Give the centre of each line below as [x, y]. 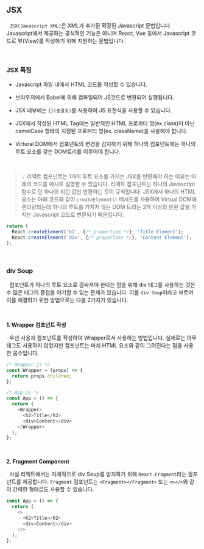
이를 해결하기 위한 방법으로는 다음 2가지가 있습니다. [67, 300]
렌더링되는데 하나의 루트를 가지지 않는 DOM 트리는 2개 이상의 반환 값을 [105, 207]
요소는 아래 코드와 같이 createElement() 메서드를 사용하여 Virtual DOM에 [109, 199]
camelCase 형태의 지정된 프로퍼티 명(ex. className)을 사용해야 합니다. [101, 131]
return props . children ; [42, 376]
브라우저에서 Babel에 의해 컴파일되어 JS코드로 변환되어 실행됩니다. [95, 98]
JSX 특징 [19, 70]
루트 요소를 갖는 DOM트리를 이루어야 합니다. [68, 151]
